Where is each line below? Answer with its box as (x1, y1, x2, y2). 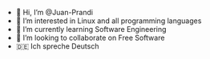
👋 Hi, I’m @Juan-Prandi (15, 8, 94, 17)
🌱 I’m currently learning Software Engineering (15, 25, 167, 33)
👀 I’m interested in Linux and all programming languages (15, 16, 202, 26)
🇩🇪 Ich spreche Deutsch (15, 41, 99, 51)
